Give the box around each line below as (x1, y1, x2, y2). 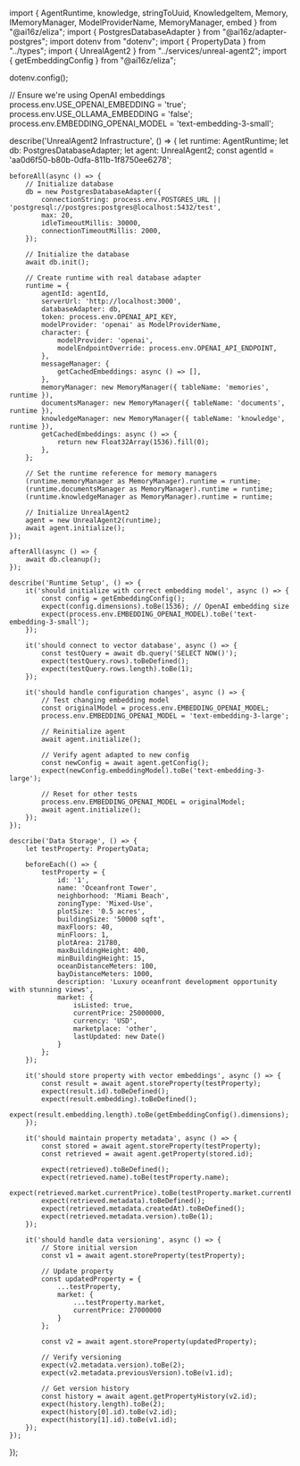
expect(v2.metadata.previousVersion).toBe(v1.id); (41, 1369, 234, 1378)
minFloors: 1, (56, 931, 110, 939)
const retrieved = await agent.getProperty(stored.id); (41, 1150, 254, 1158)
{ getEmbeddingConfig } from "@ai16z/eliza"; (9, 55, 177, 65)
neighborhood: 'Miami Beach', (56, 891, 170, 900)
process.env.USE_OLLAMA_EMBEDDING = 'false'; (9, 109, 194, 119)
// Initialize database (25, 180, 114, 189)
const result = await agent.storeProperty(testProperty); (41, 1079, 262, 1088)
